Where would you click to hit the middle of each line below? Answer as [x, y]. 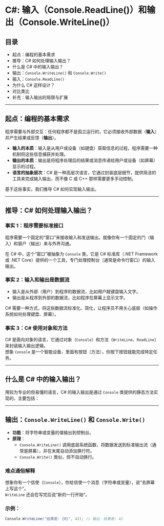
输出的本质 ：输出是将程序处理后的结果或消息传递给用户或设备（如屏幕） [85, 160]
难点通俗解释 [20, 471]
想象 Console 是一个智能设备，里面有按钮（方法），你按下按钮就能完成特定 [79, 352]
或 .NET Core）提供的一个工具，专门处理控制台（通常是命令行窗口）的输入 [80, 260]
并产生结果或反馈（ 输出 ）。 [32, 137]
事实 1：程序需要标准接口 [34, 226]
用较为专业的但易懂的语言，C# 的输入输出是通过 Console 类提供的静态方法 [80, 392]
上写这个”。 [17, 489]
